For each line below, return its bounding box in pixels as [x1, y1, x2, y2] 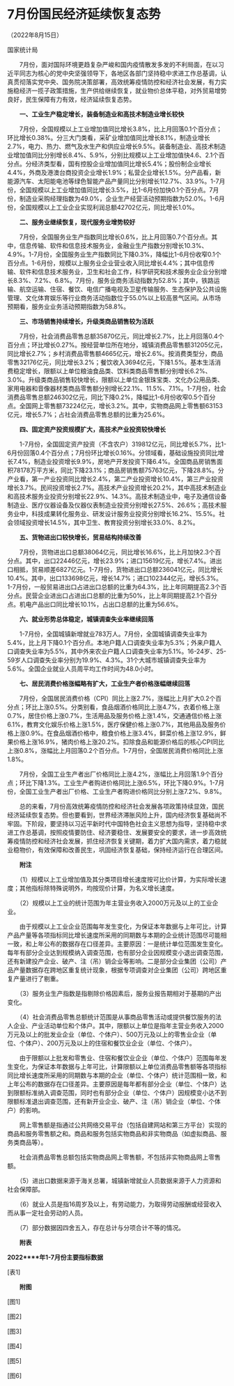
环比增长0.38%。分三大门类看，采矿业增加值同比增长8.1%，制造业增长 [7, 133, 210, 141]
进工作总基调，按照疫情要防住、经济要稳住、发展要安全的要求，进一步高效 [7, 828, 221, 836]
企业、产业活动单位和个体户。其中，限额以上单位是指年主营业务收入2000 [13, 1021, 224, 1029]
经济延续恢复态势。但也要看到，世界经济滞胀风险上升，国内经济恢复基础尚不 [7, 811, 227, 819]
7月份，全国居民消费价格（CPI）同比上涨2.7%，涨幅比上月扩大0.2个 [19, 694, 216, 702]
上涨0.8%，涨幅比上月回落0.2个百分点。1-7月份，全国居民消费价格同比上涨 [7, 746, 224, 754]
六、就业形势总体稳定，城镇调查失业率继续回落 [19, 614, 154, 623]
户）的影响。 [7, 1105, 44, 1114]
